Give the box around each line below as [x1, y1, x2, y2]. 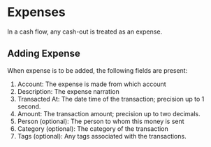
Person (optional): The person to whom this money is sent [17, 117, 184, 125]
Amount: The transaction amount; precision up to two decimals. [17, 109, 201, 118]
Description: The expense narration [17, 87, 120, 95]
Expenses [7, 4, 66, 20]
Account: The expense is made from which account [17, 80, 166, 88]
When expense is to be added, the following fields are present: [7, 66, 188, 74]
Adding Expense [7, 48, 80, 59]
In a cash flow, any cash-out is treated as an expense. [7, 27, 163, 36]
